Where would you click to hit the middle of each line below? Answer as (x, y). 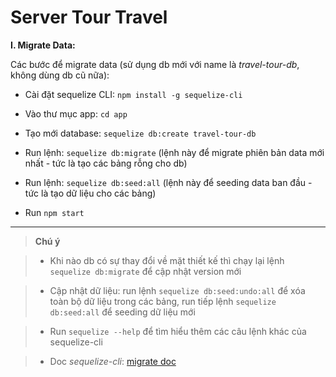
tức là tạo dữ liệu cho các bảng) (90, 193)
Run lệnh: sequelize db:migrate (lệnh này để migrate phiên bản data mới (174, 152)
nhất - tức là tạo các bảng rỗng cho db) (106, 163)
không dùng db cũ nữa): (60, 75)
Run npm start (54, 212)
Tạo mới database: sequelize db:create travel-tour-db (140, 133)
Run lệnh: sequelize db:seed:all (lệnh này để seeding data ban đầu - (168, 182)
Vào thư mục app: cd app (76, 113)
